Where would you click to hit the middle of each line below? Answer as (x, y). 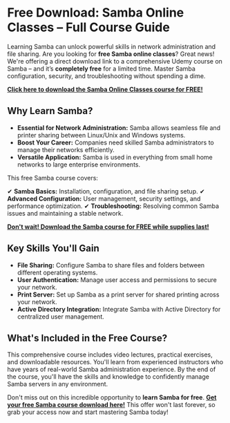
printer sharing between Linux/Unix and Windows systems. (101, 135)
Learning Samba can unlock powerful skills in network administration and (112, 46)
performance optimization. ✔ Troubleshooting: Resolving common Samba (113, 206)
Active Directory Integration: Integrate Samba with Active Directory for (119, 309)
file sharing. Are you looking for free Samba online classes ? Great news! (111, 54)
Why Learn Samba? (50, 111)
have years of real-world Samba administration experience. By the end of (112, 369)
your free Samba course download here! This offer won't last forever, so (111, 405)
